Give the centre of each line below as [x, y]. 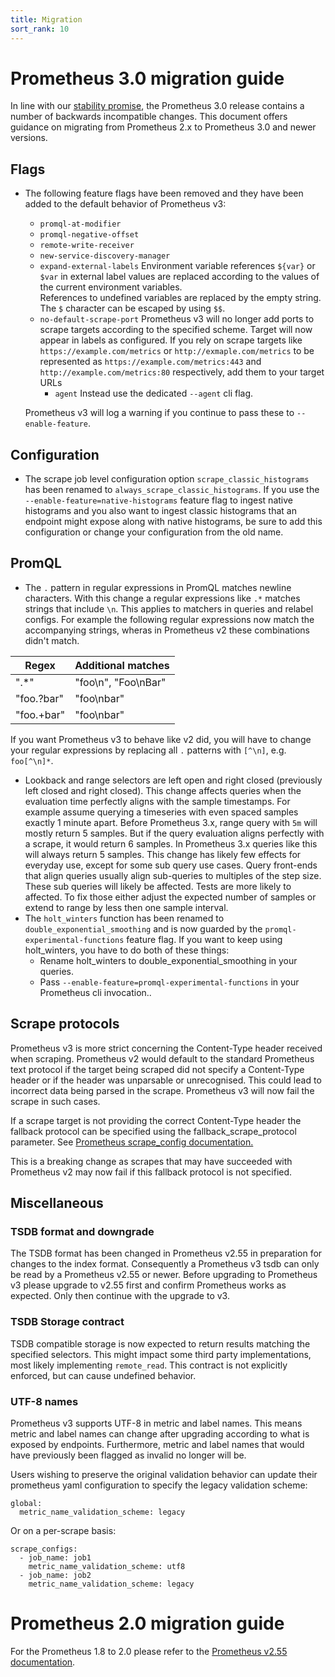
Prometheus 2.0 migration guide [147, 1623]
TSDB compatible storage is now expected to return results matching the [160, 1343]
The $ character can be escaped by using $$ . [132, 308]
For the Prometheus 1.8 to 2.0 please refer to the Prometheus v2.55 [149, 1651]
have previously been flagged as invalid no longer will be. [128, 1455]
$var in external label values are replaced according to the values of [179, 277]
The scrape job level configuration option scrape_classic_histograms [167, 479]
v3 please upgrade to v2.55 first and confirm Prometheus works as [148, 1285]
